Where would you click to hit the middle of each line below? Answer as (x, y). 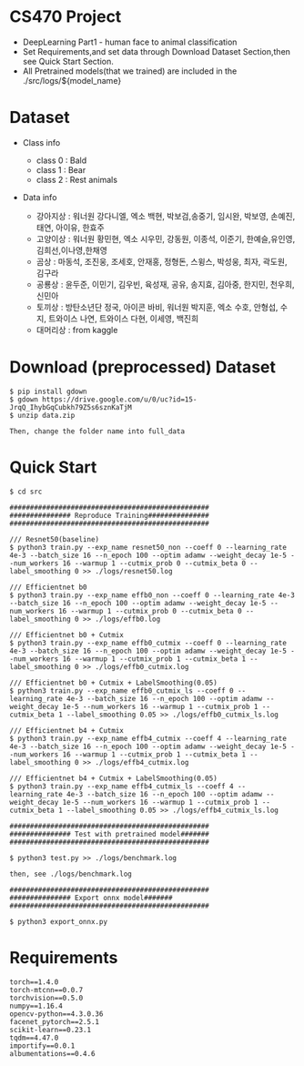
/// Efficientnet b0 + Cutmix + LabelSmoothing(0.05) (114, 683)
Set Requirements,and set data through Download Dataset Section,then (157, 51)
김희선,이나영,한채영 (71, 250)
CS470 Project (66, 17)
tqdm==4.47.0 (34, 1038)
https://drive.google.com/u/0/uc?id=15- (120, 399)
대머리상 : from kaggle (77, 330)
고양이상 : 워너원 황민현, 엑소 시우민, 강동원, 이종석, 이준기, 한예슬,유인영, (166, 239)
